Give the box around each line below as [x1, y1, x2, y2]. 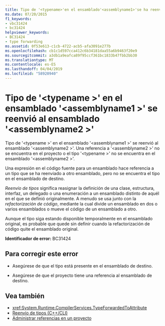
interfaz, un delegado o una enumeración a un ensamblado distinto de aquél [5, 190, 160, 196]
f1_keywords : [5, 16, 32, 21]
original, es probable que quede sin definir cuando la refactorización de [5, 221, 150, 227]
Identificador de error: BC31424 [5, 236, 71, 241]
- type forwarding [5, 39, 43, 44]
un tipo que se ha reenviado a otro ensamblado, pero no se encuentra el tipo [5, 170, 160, 176]
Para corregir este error [5, 250, 79, 258]
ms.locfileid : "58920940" [5, 71, 58, 76]
